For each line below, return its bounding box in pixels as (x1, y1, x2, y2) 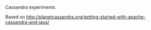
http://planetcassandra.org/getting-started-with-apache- (26, 14, 146, 19)
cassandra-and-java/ (5, 19, 49, 25)
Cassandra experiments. (5, 4, 57, 10)
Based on (5, 14, 25, 19)
